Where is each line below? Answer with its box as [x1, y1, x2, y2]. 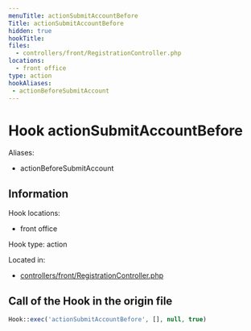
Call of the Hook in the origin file [8, 294, 173, 308]
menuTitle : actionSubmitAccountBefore [8, 11, 138, 20]
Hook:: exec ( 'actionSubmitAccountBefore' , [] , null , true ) [8, 315, 207, 323]
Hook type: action [8, 239, 68, 250]
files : [8, 42, 31, 50]
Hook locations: [8, 209, 60, 218]
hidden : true [8, 27, 52, 35]
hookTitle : [8, 34, 45, 43]
